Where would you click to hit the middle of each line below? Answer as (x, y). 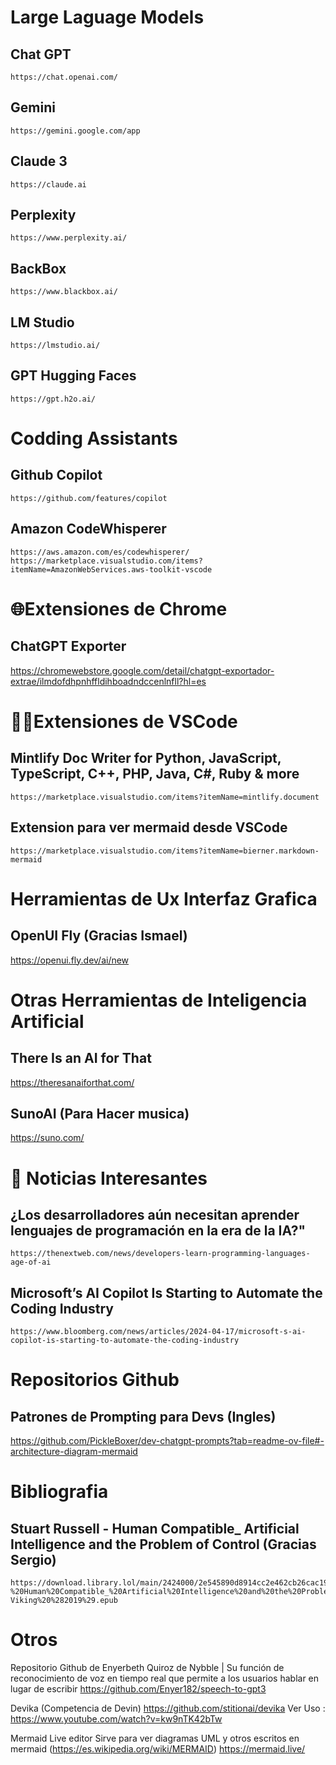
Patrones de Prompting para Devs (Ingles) (143, 1416)
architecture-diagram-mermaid (74, 1452)
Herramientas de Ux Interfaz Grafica (164, 898)
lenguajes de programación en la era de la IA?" (158, 1230)
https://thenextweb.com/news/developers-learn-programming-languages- (160, 1254)
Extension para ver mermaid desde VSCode (149, 827)
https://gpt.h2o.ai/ (53, 399)
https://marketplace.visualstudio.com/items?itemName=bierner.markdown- (165, 851)
